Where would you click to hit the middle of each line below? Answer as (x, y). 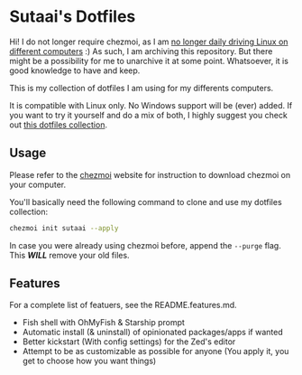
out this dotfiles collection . (59, 125)
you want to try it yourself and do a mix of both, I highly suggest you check (149, 115)
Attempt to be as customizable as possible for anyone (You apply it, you (156, 352)
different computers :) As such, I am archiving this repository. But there (141, 51)
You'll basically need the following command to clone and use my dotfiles (146, 202)
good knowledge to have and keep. (75, 70)
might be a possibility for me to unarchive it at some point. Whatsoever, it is (149, 61)
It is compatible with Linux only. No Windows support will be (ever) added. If (151, 105)
